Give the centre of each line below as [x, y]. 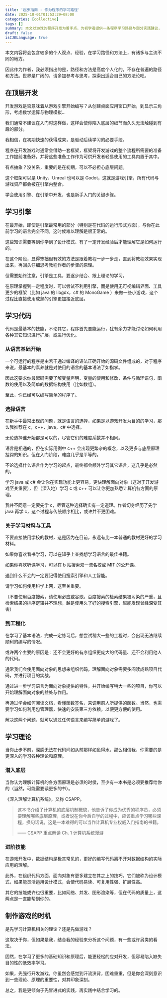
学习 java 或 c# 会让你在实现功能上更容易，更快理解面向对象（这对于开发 [80, 482]
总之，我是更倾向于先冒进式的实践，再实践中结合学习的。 [64, 990]
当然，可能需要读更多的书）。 [43, 788]
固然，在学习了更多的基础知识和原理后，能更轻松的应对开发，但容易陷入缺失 [83, 956]
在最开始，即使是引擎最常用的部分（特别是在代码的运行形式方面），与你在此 [83, 225]
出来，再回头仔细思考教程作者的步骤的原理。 [51, 265]
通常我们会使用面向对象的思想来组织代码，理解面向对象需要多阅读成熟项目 [81, 669]
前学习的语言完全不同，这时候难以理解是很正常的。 [57, 231]
